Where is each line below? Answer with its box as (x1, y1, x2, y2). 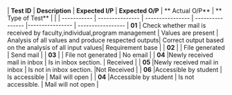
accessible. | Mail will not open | (7, 80, 99, 88)
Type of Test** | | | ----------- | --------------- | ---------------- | (7, 14, 194, 22)
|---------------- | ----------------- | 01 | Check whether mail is (25, 21, 206, 29)
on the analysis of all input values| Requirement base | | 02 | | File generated (7, 44, 225, 51)
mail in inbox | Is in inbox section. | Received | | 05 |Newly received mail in (7, 58, 219, 66)
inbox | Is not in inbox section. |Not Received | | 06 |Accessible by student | (7, 66, 223, 74)
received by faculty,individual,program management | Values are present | (7, 28, 219, 37)
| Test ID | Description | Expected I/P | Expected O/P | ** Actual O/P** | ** (7, 7, 222, 15)
